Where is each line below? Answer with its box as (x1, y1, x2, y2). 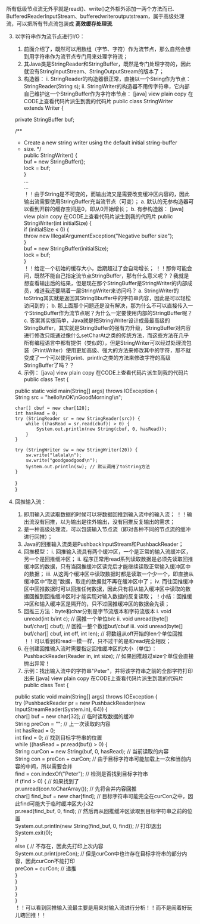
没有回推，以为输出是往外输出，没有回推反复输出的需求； (34, 518, 176, 525)
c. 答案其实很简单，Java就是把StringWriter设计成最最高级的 (23, 317, 171, 324)
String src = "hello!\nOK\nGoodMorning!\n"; (14, 394, 123, 401)
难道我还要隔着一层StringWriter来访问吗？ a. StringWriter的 (34, 287, 179, 294)
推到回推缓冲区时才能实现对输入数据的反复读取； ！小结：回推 (34, 593, 187, 599)
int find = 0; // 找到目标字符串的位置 (14, 734, 102, 741)
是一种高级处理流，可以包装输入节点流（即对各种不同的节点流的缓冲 (23, 526, 191, 533)
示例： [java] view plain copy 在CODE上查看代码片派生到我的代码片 (23, 369, 189, 376)
